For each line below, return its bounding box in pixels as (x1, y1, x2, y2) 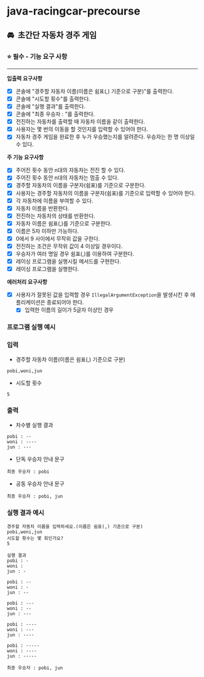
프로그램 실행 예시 (7, 323, 56, 332)
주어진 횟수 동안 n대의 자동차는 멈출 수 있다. (15, 174, 119, 181)
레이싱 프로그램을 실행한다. (15, 265, 79, 273)
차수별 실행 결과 (15, 421, 53, 429)
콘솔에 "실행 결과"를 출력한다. (15, 103, 86, 110)
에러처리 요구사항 (7, 278, 48, 285)
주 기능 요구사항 (7, 153, 44, 161)
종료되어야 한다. (47, 299, 84, 306)
